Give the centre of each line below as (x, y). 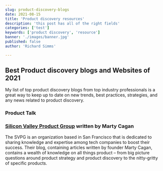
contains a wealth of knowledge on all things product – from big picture (77, 152)
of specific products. (26, 163)
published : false (23, 42)
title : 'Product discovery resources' (45, 19)
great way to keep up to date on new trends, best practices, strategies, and (81, 95)
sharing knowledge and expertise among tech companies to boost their (78, 142)
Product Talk (21, 113)
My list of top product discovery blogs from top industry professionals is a (80, 90)
